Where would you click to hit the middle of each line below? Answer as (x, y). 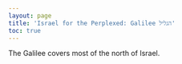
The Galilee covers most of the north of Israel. (84, 54)
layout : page (30, 16)
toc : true (25, 30)
